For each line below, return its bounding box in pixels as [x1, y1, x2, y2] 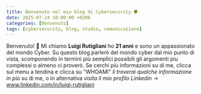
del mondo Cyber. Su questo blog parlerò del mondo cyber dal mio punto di [6, 49, 195, 56]
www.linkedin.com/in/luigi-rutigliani [6, 81, 95, 89]
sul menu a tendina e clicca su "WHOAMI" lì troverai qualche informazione [6, 68, 192, 76]
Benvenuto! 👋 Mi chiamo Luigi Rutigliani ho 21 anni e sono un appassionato [6, 42, 195, 50]
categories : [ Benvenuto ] [6, 20, 69, 26]
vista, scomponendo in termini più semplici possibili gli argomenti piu [6, 55, 179, 62]
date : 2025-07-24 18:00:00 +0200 [6, 15, 91, 21]
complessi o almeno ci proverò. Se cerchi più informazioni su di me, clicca [6, 62, 192, 69]
